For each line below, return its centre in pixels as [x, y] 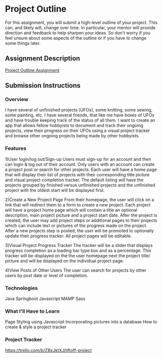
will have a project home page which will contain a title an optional [71, 210]
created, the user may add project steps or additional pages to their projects [81, 220]
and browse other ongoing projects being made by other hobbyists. [72, 136]
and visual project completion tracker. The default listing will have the [74, 180]
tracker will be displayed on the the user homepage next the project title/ [78, 255]
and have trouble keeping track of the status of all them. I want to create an [80, 120]
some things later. [23, 43]
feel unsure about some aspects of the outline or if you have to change [76, 38]
